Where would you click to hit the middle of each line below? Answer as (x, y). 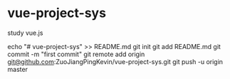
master (18, 69)
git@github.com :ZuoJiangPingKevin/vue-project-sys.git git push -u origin (115, 61)
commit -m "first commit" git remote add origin (76, 54)
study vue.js (25, 33)
